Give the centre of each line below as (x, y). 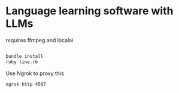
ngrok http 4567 (26, 84)
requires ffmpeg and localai (40, 40)
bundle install (25, 56)
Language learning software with (89, 11)
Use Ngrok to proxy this (35, 73)
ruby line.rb (22, 62)
